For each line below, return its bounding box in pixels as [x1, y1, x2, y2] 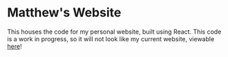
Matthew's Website [7, 5, 122, 21]
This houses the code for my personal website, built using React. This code [7, 27, 222, 36]
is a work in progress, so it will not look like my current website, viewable [7, 34, 215, 43]
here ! [7, 42, 22, 50]
